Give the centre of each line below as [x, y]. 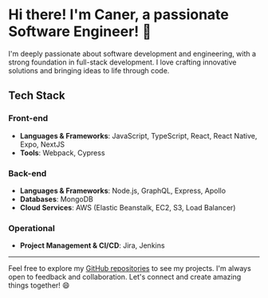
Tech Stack [37, 96]
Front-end [28, 119]
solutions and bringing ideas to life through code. [89, 70]
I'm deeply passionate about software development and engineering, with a [132, 53]
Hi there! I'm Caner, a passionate [118, 15]
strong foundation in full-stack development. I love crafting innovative [122, 62]
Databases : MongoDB [57, 199]
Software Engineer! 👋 [80, 31]
